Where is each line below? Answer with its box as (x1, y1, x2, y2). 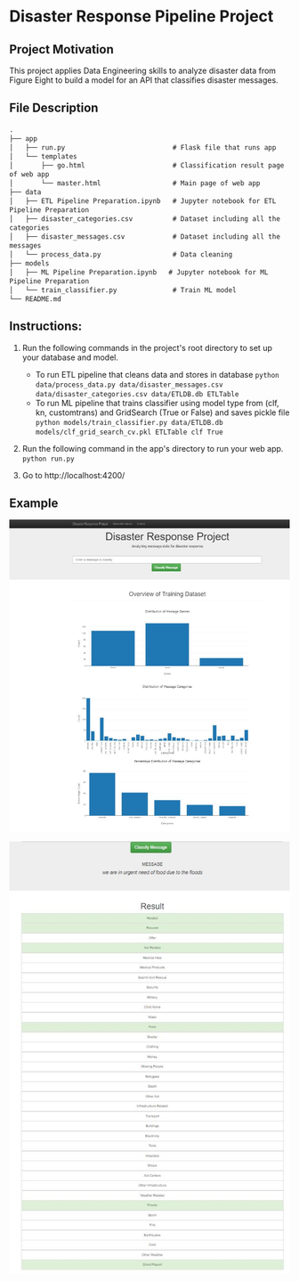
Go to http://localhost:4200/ (21, 469, 125, 480)
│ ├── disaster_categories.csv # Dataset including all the (9, 214, 280, 224)
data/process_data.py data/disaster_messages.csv (35, 380, 224, 389)
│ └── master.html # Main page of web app (9, 178, 261, 188)
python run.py (21, 454, 75, 463)
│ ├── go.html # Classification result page (9, 160, 285, 170)
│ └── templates (9, 151, 77, 161)
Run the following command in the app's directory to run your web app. (21, 443, 284, 453)
